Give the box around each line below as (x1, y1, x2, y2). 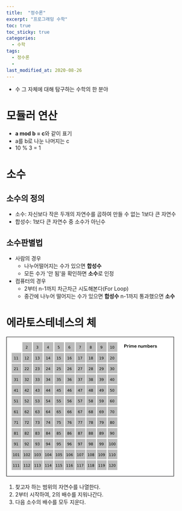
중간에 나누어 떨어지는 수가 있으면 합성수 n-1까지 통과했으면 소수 (24, 292, 175, 300)
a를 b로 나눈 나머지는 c (14, 137, 70, 145)
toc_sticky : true (6, 29, 50, 35)
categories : (6, 35, 36, 42)
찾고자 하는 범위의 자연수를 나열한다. (14, 483, 101, 490)
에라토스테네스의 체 (6, 316, 96, 330)
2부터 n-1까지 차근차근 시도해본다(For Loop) (24, 285, 129, 292)
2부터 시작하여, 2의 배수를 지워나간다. (14, 491, 104, 498)
